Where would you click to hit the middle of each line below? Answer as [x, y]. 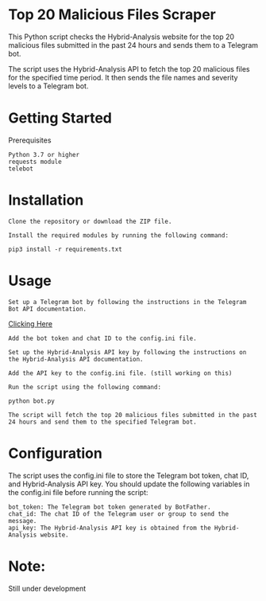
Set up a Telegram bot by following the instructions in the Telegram [127, 302]
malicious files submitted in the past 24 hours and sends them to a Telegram [133, 45]
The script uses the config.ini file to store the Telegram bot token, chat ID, [129, 475]
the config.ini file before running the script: [78, 492]
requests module [35, 162]
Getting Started [60, 118]
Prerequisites [30, 140]
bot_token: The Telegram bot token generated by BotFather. [110, 507]
